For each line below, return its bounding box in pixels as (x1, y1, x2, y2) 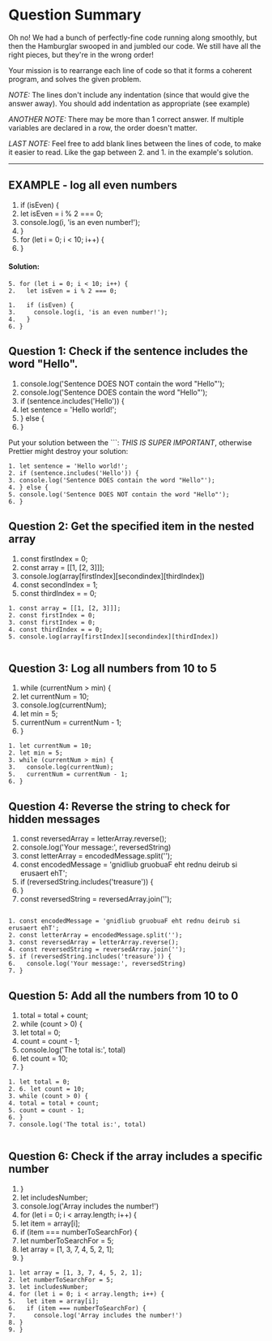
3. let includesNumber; (8, 1283, 89, 1291)
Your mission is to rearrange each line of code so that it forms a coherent (8, 65, 253, 75)
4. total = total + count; (8, 1099, 100, 1108)
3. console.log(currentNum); (8, 764, 114, 772)
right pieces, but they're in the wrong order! (8, 50, 154, 59)
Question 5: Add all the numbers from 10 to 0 (8, 988, 239, 1002)
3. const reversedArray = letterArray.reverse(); (8, 938, 180, 947)
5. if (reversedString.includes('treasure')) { (8, 953, 172, 961)
